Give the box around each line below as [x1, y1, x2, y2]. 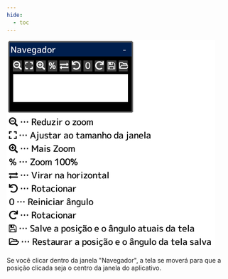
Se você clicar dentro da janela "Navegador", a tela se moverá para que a [6, 256, 222, 264]
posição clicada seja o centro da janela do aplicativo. [6, 263, 162, 272]
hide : [6, 11, 23, 18]
